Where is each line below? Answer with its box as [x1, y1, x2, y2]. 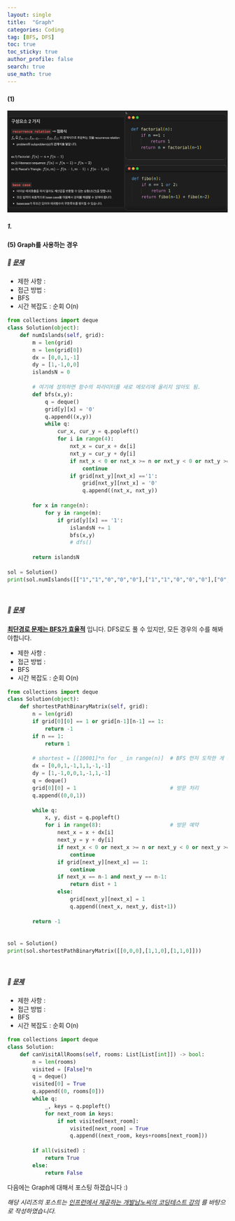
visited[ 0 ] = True [32, 1081, 86, 1088]
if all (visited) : [32, 1147, 86, 1154]
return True [44, 1155, 80, 1162]
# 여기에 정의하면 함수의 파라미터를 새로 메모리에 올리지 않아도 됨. [32, 383, 201, 390]
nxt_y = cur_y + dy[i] [69, 450, 136, 457]
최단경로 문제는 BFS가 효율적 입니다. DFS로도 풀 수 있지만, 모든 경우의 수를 [7, 625, 211, 633]
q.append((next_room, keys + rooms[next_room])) [69, 1133, 208, 1140]
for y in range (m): [44, 509, 101, 516]
